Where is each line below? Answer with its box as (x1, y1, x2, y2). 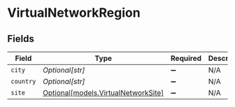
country (10, 78, 36, 85)
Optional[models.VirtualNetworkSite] (43, 88, 164, 97)
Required (170, 54, 201, 63)
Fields (7, 33, 35, 45)
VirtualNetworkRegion (7, 5, 141, 21)
